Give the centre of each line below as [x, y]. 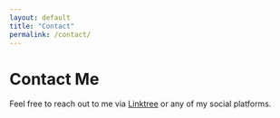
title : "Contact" [42, 26]
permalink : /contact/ [50, 34]
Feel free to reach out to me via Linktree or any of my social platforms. [140, 104]
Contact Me [54, 79]
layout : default [40, 18]
